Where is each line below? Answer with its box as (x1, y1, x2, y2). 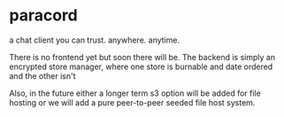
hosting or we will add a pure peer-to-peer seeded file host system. (9, 97, 256, 107)
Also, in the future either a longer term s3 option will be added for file (9, 88, 261, 98)
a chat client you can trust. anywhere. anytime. (9, 35, 180, 45)
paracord (9, 5, 78, 26)
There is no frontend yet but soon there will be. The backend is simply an (9, 51, 276, 62)
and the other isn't (9, 70, 77, 81)
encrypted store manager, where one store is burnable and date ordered (9, 61, 273, 72)
